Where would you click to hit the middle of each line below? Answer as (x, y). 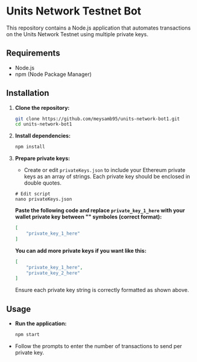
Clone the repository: (42, 107)
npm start (27, 335)
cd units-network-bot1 (43, 124)
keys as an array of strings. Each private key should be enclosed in (107, 177)
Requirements (33, 53)
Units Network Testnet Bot (74, 11)
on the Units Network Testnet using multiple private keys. (77, 34)
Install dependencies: (43, 136)
